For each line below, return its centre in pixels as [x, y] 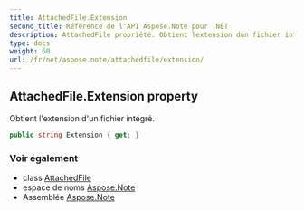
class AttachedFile [57, 177]
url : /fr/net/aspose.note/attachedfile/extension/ [107, 60]
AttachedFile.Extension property [104, 96]
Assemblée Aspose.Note [69, 197]
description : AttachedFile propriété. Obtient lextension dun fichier [145, 34]
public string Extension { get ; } [75, 135]
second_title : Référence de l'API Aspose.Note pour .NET [119, 26]
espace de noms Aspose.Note [79, 187]
